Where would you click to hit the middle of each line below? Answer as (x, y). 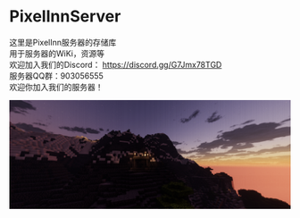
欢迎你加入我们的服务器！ (56, 87)
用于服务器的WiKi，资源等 (57, 53)
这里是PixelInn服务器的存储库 (63, 42)
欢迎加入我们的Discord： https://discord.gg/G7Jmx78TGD (116, 64)
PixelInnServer (65, 17)
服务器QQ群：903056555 (57, 75)
